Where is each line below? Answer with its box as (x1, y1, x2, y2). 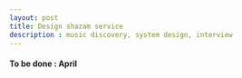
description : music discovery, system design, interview (9, 30, 233, 39)
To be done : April (9, 58, 78, 69)
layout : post (9, 13, 59, 23)
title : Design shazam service (9, 22, 124, 31)
